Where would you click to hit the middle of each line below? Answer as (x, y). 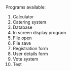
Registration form (30, 48)
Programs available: (26, 7)
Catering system (29, 22)
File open (22, 38)
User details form (30, 54)
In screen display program (39, 33)
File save (22, 43)
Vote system (25, 59)
